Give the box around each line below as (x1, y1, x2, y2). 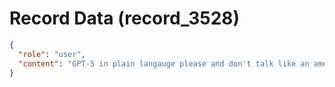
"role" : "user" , (18, 49, 86, 59)
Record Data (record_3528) (9, 7, 241, 30)
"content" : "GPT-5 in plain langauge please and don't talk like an (18, 58, 310, 69)
